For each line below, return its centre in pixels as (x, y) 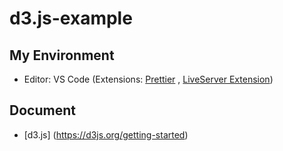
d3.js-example (71, 18)
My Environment (62, 55)
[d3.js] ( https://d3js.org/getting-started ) (106, 134)
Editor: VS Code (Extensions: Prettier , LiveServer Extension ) (148, 79)
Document (42, 110)
